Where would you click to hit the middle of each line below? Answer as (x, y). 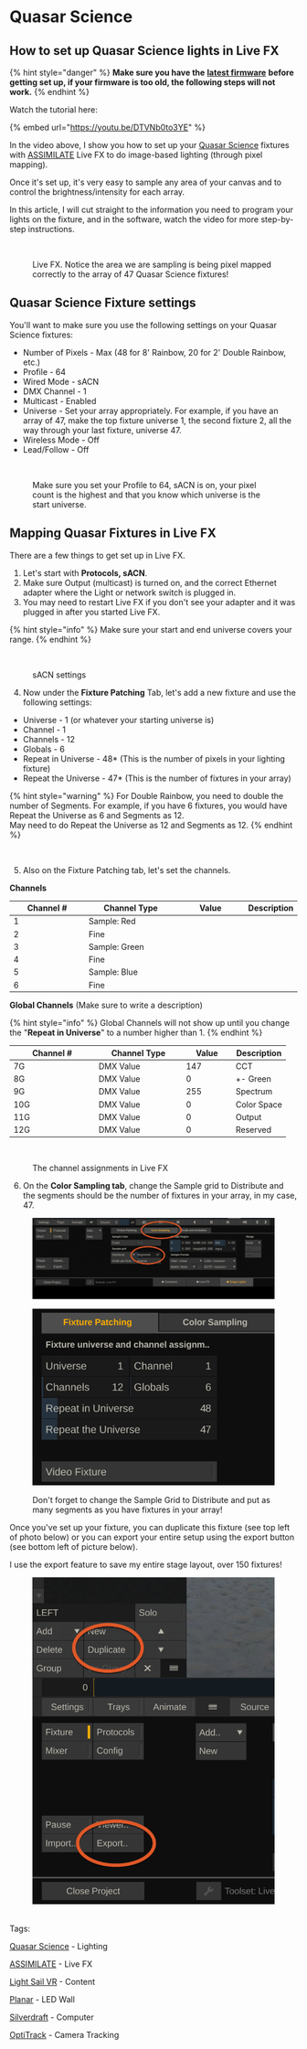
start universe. (59, 504)
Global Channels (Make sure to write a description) (106, 1005)
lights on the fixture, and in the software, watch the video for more (134, 219)
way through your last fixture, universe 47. (102, 430)
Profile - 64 (44, 371)
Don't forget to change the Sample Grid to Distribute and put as (152, 1499)
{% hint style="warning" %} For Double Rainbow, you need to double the (147, 795)
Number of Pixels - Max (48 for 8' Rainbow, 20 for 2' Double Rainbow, (154, 352)
